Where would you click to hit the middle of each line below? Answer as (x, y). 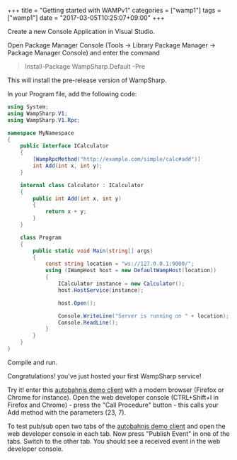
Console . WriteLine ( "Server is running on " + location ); (144, 316)
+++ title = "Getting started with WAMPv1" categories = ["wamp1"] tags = (114, 10)
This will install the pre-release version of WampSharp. (87, 80)
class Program (41, 237)
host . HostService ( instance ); (100, 290)
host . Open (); (77, 303)
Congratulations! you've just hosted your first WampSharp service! (104, 376)
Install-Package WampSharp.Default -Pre (85, 66)
